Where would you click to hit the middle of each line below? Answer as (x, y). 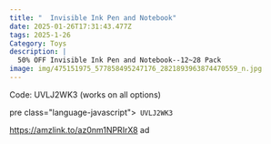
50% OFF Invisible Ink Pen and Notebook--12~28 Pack (120, 60)
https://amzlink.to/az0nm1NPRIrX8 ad (80, 129)
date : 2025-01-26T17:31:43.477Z (70, 26)
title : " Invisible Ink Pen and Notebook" (93, 18)
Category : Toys (38, 43)
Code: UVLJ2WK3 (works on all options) (85, 94)
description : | (38, 52)
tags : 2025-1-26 (40, 35)
